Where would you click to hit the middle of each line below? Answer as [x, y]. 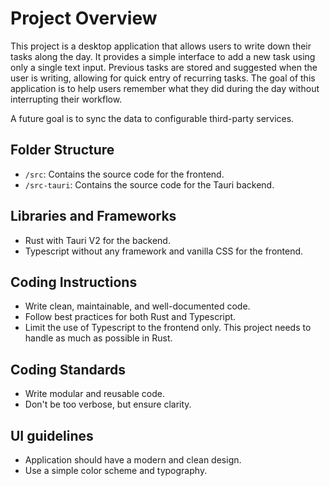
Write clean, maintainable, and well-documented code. [137, 306]
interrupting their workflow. [66, 99]
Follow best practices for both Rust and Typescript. [130, 317]
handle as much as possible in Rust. [98, 338]
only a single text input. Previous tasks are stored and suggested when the [164, 67]
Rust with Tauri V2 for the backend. [97, 240]
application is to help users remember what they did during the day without [165, 88]
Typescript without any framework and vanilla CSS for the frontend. [164, 251]
